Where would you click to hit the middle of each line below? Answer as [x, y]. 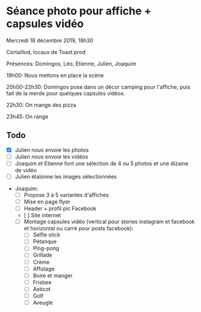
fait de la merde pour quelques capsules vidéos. [66, 93]
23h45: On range [27, 116]
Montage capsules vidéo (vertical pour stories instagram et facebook [109, 222]
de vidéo [26, 170]
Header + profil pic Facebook [60, 209]
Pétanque [45, 242]
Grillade [42, 255]
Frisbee [42, 282]
